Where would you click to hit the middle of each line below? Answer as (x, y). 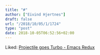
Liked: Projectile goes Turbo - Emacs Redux (50, 47)
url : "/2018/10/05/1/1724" (33, 24)
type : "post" (19, 28)
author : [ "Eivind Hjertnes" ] (35, 14)
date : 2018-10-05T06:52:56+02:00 (40, 33)
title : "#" (16, 10)
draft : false (19, 19)
